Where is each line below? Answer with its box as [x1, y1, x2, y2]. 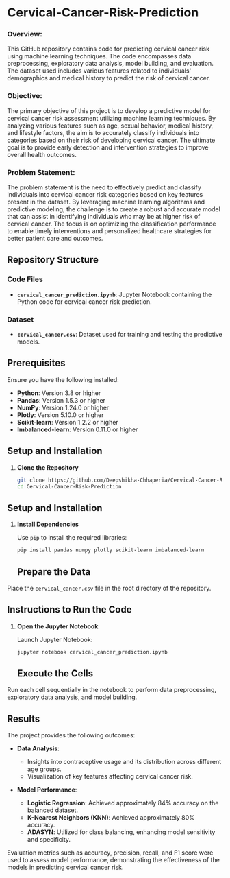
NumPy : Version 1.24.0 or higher [16, 403, 110, 412]
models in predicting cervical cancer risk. [7, 863, 124, 872]
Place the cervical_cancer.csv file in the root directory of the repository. [7, 584, 212, 592]
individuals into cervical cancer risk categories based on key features [7, 191, 203, 199]
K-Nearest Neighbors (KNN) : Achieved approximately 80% [27, 814, 195, 822]
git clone [16, 477, 46, 484]
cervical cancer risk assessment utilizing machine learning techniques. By [7, 114, 216, 122]
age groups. [27, 765, 62, 773]
